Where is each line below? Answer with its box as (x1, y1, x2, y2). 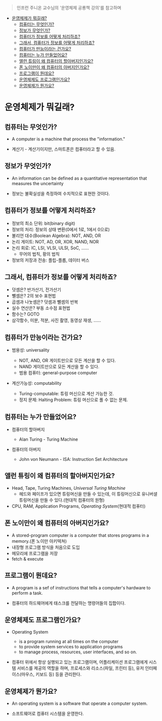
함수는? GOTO (11, 311, 40, 317)
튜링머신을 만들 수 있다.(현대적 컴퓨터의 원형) (19, 497, 105, 503)
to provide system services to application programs (19, 644, 123, 650)
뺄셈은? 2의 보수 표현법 (11, 293, 56, 299)
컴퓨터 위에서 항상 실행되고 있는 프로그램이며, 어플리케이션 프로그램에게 (11, 659, 148, 665)
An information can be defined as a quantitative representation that (11, 175, 147, 181)
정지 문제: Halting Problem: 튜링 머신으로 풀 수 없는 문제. (19, 397, 128, 403)
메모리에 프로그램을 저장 (11, 550, 58, 556)
